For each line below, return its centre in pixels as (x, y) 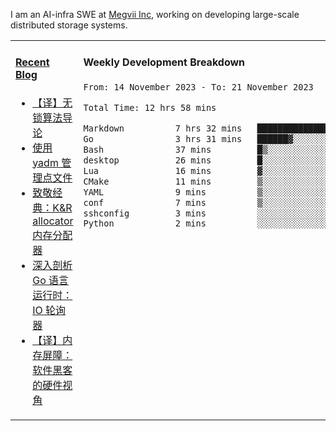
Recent (32, 62)
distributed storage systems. (69, 25)
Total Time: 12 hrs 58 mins (150, 107)
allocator (53, 221)
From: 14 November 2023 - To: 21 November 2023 (198, 87)
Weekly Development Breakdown (164, 62)
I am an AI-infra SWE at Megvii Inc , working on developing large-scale (155, 14)
